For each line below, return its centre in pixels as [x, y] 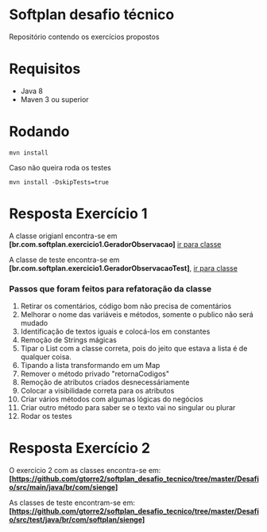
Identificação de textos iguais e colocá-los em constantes [115, 331]
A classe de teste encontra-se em [64, 260]
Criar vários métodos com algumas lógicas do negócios [112, 399]
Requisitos [45, 69]
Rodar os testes [46, 417]
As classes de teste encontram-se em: [72, 503]
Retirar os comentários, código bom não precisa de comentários [126, 306]
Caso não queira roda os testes [60, 167]
